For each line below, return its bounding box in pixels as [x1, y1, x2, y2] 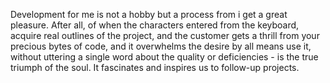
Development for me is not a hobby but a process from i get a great [10, 9, 288, 20]
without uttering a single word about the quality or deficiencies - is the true [10, 51, 319, 63]
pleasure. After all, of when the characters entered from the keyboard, [10, 19, 300, 31]
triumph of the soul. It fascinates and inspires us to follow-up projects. [10, 62, 300, 73]
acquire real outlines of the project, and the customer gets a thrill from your [10, 30, 320, 41]
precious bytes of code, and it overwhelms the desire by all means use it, [10, 40, 312, 52]
